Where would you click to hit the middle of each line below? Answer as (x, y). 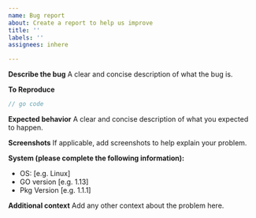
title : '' (24, 30)
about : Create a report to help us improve (81, 23)
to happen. (26, 128)
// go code (26, 104)
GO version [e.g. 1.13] (54, 182)
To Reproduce (32, 90)
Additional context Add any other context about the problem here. (116, 205)
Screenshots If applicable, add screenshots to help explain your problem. (128, 143)
